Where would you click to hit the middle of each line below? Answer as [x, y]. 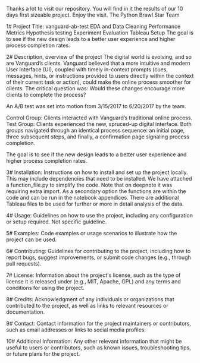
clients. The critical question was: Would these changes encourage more [96, 88]
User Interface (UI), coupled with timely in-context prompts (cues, [87, 70]
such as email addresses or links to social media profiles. [76, 330]
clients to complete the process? [46, 95]
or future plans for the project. [43, 354]
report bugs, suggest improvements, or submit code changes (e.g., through [99, 257]
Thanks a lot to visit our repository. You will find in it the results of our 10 [95, 9]
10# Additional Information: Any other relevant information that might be [94, 341]
